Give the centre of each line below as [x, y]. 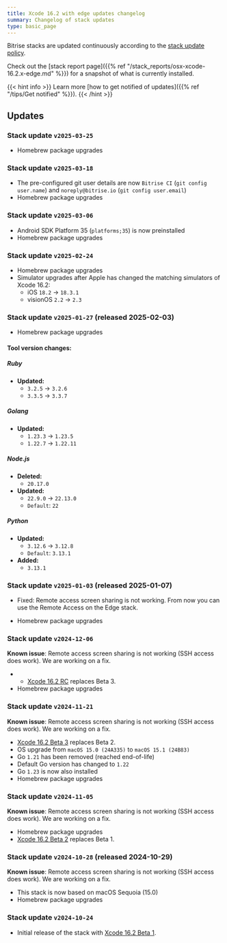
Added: [28, 560]
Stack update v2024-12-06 [50, 638]
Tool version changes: [39, 348]
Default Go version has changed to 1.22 [73, 764]
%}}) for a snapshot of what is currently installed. [125, 73]
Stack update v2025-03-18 [50, 167]
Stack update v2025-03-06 [50, 216]
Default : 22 [43, 505]
